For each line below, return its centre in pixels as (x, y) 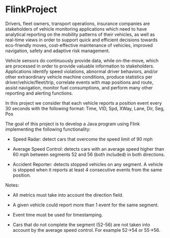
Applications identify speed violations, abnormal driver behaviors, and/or (82, 71)
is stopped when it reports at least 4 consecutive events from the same (87, 170)
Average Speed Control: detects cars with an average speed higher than (88, 149)
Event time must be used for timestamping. (58, 215)
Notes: (12, 185)
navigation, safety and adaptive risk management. (58, 51)
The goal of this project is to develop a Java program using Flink (73, 124)
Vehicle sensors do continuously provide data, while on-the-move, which (82, 60)
